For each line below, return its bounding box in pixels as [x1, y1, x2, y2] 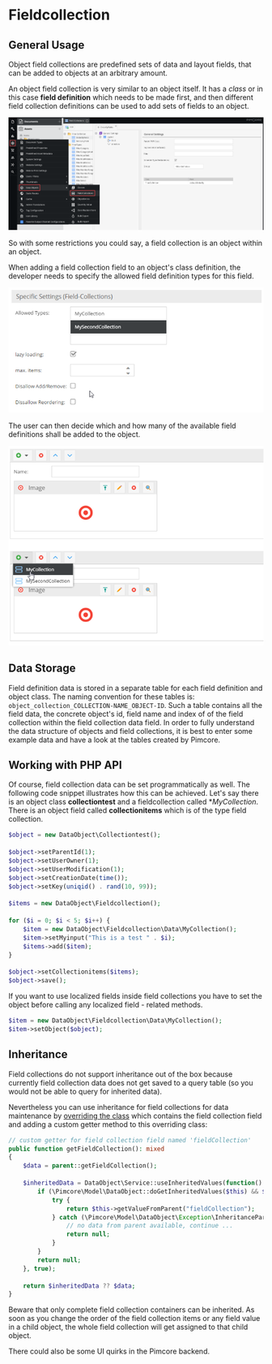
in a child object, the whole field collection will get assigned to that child [8, 1322, 249, 1332]
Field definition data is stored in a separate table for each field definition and [8, 683, 263, 693]
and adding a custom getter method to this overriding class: [8, 1119, 208, 1129]
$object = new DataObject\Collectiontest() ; [8, 831, 161, 840]
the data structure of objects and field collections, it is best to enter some [8, 726, 253, 736]
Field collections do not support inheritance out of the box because [8, 1069, 233, 1079]
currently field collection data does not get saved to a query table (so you [8, 1077, 253, 1087]
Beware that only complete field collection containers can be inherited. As [8, 1305, 255, 1314]
